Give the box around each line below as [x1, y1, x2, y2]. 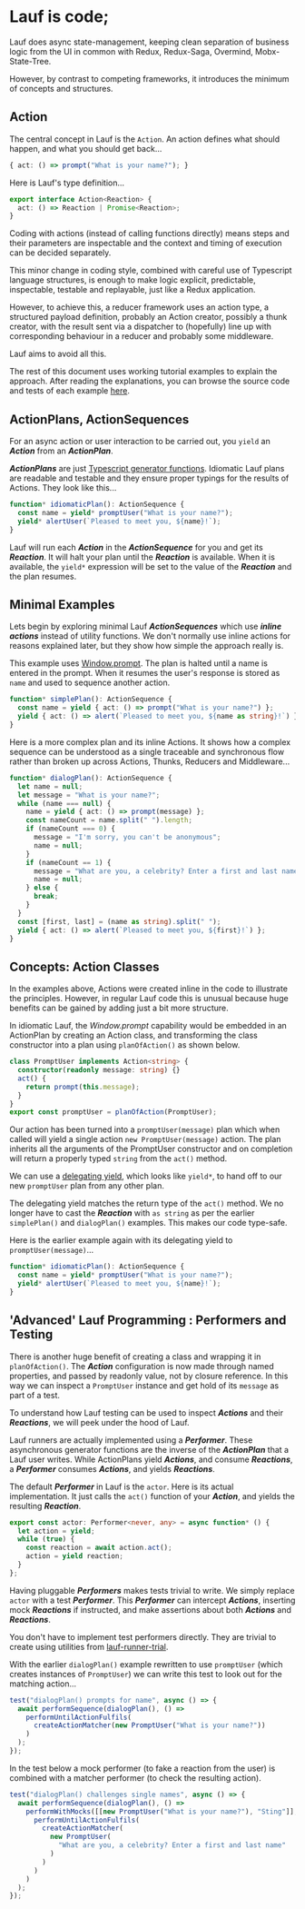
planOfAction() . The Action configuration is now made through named [9, 1360, 274, 1371]
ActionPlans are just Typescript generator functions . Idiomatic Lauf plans [9, 463, 285, 474]
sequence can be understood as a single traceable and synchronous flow [9, 746, 284, 757]
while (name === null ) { [17, 799, 112, 808]
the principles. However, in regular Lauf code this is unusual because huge [9, 993, 289, 1004]
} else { [25, 883, 59, 892]
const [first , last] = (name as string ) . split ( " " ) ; [17, 917, 221, 926]
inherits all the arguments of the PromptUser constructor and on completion [9, 1143, 293, 1155]
